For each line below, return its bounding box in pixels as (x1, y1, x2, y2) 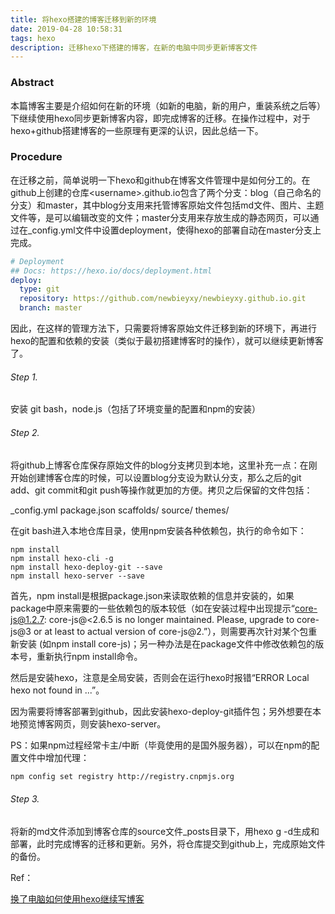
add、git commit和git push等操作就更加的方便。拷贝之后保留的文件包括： (10, 484, 313, 496)
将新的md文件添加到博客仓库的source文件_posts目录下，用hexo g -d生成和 (10, 825, 320, 837)
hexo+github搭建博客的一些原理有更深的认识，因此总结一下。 (10, 124, 264, 136)
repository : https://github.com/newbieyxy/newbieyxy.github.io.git (19, 294, 307, 304)
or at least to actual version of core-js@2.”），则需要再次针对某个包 (33, 625, 309, 637)
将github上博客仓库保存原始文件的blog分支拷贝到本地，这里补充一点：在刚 (10, 459, 318, 471)
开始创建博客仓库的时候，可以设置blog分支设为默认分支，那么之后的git (10, 471, 302, 483)
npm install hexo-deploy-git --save (10, 562, 163, 572)
